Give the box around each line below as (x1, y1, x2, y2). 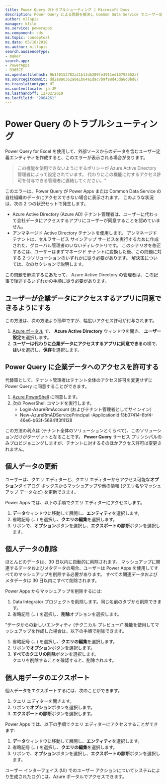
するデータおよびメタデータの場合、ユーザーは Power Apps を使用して (9, 565, 154, 571)
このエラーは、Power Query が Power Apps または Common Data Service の (5, 188, 162, 195)
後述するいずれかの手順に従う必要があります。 (13, 278, 109, 284)
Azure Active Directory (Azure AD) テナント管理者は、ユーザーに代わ (12, 211, 154, 217)
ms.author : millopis (5, 44, 48, 49)
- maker (5, 53, 21, 59)
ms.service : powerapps (5, 26, 52, 31)
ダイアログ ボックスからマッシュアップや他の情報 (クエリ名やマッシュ (18, 482, 162, 489)
